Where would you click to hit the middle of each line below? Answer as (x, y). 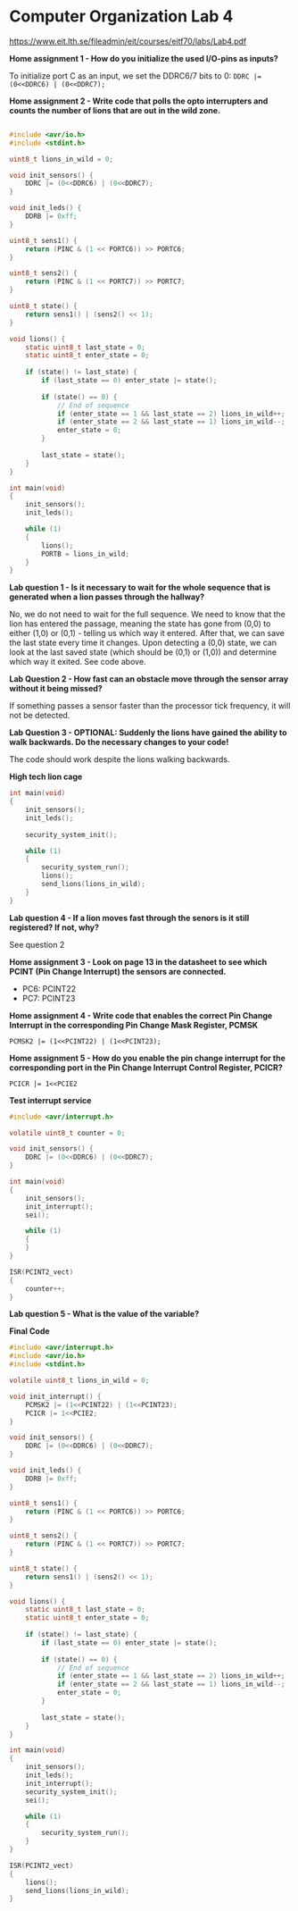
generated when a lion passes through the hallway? (107, 597)
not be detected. (40, 716)
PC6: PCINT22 (49, 988)
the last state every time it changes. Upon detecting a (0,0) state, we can (143, 643)
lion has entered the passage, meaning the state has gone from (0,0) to (140, 624)
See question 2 (37, 944)
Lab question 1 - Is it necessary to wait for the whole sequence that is (140, 588)
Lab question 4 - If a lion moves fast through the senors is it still (129, 918)
